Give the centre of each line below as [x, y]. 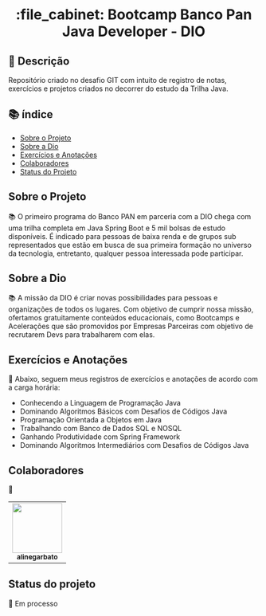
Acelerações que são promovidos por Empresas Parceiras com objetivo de [131, 326]
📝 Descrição [39, 61]
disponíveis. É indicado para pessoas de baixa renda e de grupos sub [122, 236]
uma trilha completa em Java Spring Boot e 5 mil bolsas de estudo [117, 228]
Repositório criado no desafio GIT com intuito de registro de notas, [117, 80]
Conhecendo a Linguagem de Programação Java [100, 403]
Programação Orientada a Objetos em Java [90, 420]
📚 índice [31, 114]
